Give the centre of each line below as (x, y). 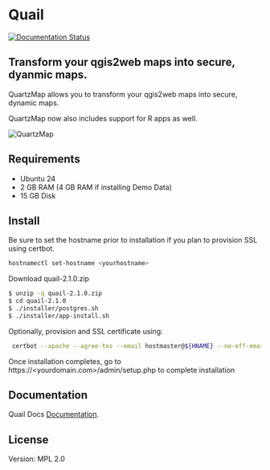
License (29, 439)
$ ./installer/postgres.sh (53, 309)
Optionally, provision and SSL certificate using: (86, 331)
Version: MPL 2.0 (37, 459)
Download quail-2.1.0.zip (49, 279)
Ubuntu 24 (38, 178)
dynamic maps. (34, 103)
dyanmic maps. (48, 75)
